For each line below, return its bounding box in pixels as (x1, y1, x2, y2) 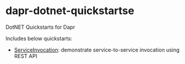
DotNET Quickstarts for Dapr (5, 23, 75, 31)
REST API (14, 52, 38, 59)
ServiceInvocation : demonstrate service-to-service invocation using (14, 46, 180, 53)
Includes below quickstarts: (5, 35, 72, 42)
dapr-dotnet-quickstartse (5, 4, 135, 18)
